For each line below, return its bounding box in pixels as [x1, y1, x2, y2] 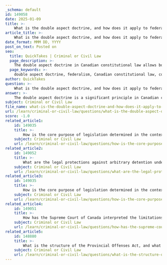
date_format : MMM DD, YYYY [5, 40, 61, 45]
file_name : [5, 104, 28, 109]
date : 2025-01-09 [5, 16, 41, 21]
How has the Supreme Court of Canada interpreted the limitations [23, 215, 164, 220]
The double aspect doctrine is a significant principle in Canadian [14, 95, 159, 100]
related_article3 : [5, 174, 43, 179]
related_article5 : [5, 229, 43, 234]
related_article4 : [5, 201, 43, 206]
